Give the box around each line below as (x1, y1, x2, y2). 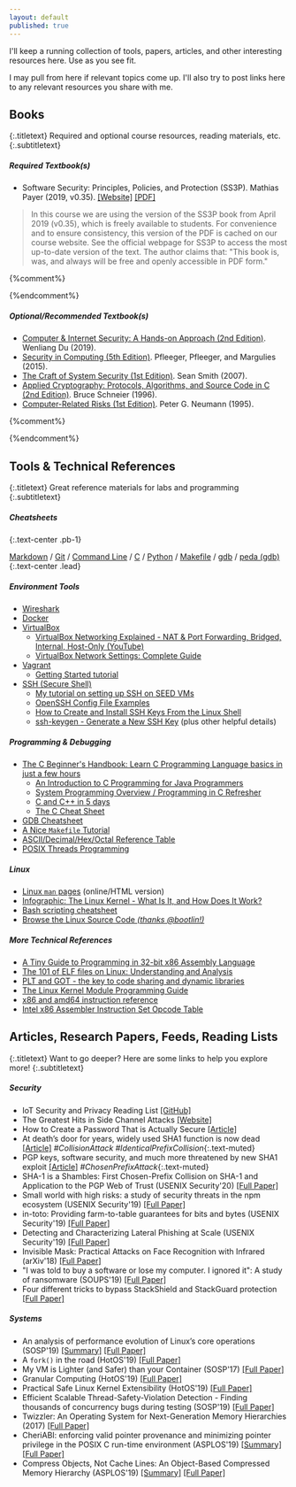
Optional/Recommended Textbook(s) (9, 311, 148, 321)
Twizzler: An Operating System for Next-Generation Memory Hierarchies (21, 1411, 287, 1422)
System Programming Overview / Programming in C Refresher (34, 787, 262, 797)
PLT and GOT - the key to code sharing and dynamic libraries (21, 975, 245, 986)
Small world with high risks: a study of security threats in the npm (21, 1190, 261, 1200)
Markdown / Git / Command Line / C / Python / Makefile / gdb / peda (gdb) (9, 551, 280, 562)
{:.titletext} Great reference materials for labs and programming (9, 482, 239, 493)
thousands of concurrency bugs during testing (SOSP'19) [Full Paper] (21, 1401, 275, 1412)
